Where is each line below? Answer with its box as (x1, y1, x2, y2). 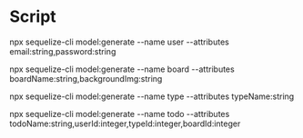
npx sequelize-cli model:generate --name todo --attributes (9, 108, 230, 119)
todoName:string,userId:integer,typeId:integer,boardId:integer (9, 118, 241, 129)
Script (9, 6, 56, 27)
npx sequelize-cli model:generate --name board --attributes (9, 64, 235, 74)
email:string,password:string (9, 45, 116, 56)
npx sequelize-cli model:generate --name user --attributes (9, 36, 229, 47)
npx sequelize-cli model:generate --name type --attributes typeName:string (9, 91, 295, 102)
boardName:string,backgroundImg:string (9, 73, 163, 84)
